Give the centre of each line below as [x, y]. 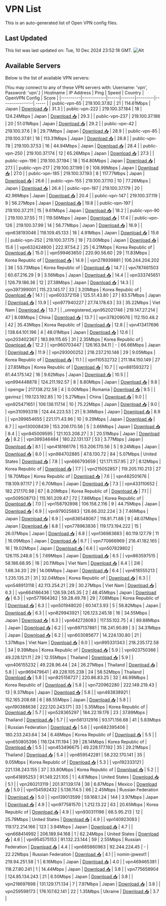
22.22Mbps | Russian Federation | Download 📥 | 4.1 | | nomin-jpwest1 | [77, 854]
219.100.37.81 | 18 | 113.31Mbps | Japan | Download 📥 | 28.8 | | [68, 138]
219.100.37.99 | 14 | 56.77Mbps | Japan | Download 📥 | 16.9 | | [79, 225]
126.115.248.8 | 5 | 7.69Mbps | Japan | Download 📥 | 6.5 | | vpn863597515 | [82, 555]
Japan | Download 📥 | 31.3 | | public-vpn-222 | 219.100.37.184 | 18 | [74, 109]
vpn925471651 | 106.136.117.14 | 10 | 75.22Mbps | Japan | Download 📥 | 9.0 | [83, 404]
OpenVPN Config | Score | [32, 98]
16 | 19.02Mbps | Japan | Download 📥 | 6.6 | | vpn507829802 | [69, 548]
